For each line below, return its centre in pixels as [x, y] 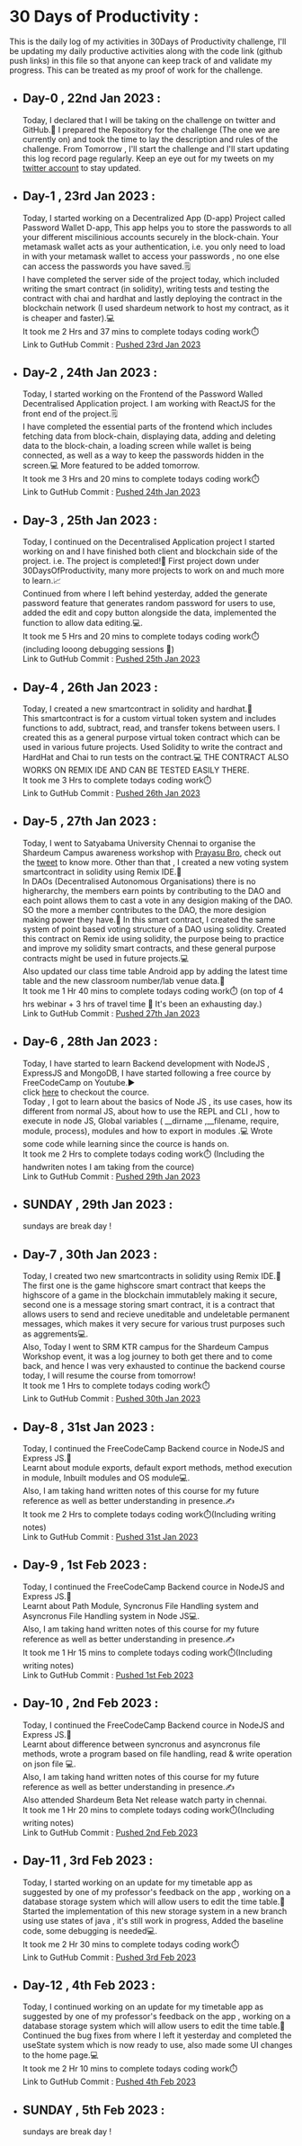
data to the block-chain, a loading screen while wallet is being [137, 446]
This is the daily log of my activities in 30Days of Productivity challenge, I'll [148, 41]
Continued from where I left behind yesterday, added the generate [145, 594]
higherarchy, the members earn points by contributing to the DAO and [151, 890]
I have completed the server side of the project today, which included [151, 279]
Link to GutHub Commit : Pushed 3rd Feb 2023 [109, 1957]
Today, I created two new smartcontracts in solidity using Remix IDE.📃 [151, 1276]
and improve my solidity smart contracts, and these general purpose [149, 948]
